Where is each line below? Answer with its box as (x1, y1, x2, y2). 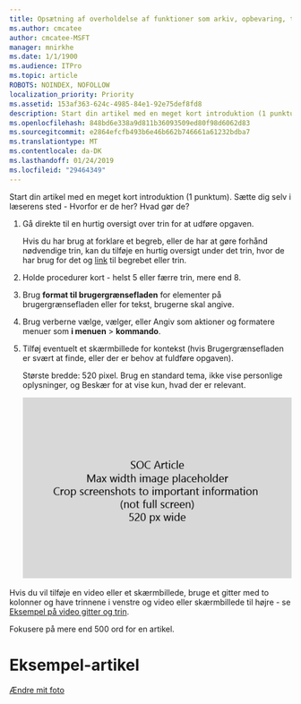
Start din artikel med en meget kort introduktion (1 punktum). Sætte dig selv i (9, 191, 291, 202)
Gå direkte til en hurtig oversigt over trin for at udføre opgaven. (21, 218, 254, 228)
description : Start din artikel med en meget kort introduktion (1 (9, 108, 267, 118)
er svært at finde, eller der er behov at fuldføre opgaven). (21, 352, 235, 363)
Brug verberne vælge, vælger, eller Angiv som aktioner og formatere (21, 316, 275, 327)
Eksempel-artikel (9, 655, 141, 675)
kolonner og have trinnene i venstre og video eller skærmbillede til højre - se (9, 597, 291, 607)
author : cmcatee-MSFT (9, 33, 90, 42)
